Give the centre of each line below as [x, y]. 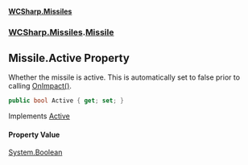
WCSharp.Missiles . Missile [61, 32]
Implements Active [39, 116]
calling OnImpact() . [40, 86]
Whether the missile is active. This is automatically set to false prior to [124, 77]
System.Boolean [35, 152]
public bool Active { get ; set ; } [66, 101]
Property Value [34, 134]
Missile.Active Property [69, 58]
